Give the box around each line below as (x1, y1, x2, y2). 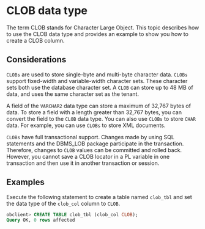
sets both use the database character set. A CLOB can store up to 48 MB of (6, 84, 194, 91)
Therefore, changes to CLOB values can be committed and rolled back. (6, 146, 182, 153)
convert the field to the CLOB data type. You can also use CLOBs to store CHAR (6, 115, 196, 122)
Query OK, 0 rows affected (6, 217, 75, 224)
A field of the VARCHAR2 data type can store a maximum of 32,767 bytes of (6, 102, 192, 109)
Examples (6, 177, 45, 187)
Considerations (6, 54, 67, 65)
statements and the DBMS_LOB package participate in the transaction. (6, 140, 184, 147)
